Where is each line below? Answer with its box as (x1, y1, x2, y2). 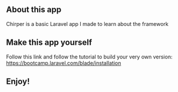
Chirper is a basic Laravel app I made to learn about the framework (6, 20, 169, 27)
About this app (6, 5, 62, 15)
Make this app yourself (6, 38, 93, 48)
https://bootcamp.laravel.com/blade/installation (6, 59, 121, 67)
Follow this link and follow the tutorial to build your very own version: (6, 53, 173, 60)
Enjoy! (6, 77, 30, 87)
